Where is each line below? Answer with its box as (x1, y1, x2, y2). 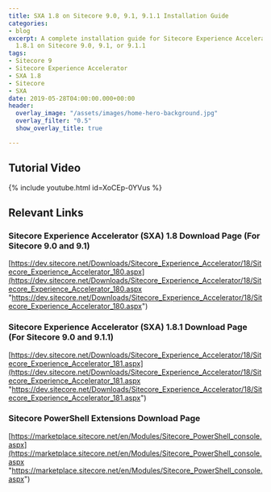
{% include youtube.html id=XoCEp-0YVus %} (8, 182, 163, 192)
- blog (8, 27, 31, 35)
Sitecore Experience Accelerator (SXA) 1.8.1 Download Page (8, 322, 248, 333)
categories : (8, 19, 48, 27)
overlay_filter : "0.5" (15, 117, 92, 125)
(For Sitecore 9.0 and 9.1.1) (8, 331, 115, 343)
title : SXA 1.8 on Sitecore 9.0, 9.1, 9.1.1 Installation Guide (8, 11, 229, 20)
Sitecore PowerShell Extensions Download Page (8, 413, 201, 424)
